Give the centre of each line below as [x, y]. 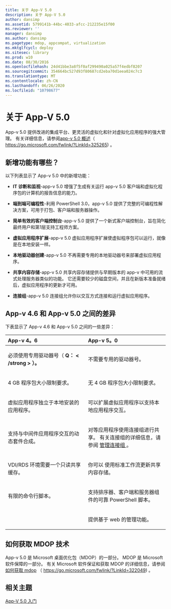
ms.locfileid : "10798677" [33, 90]
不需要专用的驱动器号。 [116, 359]
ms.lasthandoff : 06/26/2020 [35, 85]
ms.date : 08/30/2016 [27, 62]
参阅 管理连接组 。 [110, 445]
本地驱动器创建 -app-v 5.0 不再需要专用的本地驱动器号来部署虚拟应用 [84, 255]
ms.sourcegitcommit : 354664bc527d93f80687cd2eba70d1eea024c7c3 [74, 72]
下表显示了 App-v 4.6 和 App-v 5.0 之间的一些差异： [60, 327]
